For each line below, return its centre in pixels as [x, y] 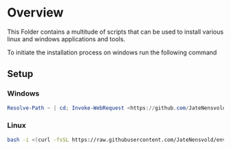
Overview [35, 13]
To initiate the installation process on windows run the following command [112, 52]
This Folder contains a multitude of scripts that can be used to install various [115, 32]
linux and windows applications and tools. [66, 39]
